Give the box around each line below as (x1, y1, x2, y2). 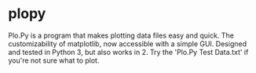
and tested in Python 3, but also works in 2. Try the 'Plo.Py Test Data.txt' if (8, 47, 249, 57)
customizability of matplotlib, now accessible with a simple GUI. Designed (8, 38, 247, 48)
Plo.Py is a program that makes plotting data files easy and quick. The (8, 31, 234, 40)
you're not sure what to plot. (8, 56, 100, 65)
